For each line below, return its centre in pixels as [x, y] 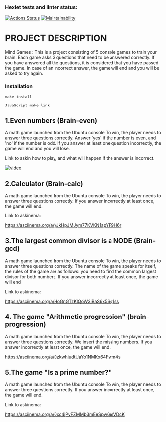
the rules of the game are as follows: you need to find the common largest [81, 271]
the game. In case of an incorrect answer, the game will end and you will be [82, 68]
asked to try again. [24, 73]
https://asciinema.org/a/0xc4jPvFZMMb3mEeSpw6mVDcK [65, 414]
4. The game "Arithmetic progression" [65, 317]
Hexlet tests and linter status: [41, 7]
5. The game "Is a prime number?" [59, 372]
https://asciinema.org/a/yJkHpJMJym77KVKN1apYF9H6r [63, 225]
